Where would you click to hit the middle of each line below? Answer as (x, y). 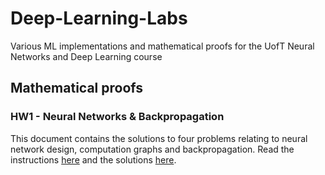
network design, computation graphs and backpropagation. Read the (152, 149)
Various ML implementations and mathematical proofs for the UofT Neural (162, 46)
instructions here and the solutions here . (93, 159)
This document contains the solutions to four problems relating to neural (159, 138)
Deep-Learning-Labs (99, 18)
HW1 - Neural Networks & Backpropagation (117, 117)
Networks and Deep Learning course (86, 56)
